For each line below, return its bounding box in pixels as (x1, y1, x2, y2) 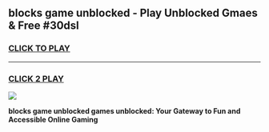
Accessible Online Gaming (8, 114, 98, 124)
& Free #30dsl (8, 19, 80, 33)
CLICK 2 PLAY (8, 73, 64, 84)
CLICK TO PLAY (8, 43, 70, 54)
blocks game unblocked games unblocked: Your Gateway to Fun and (8, 106, 241, 115)
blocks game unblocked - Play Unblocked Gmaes (8, 6, 258, 20)
